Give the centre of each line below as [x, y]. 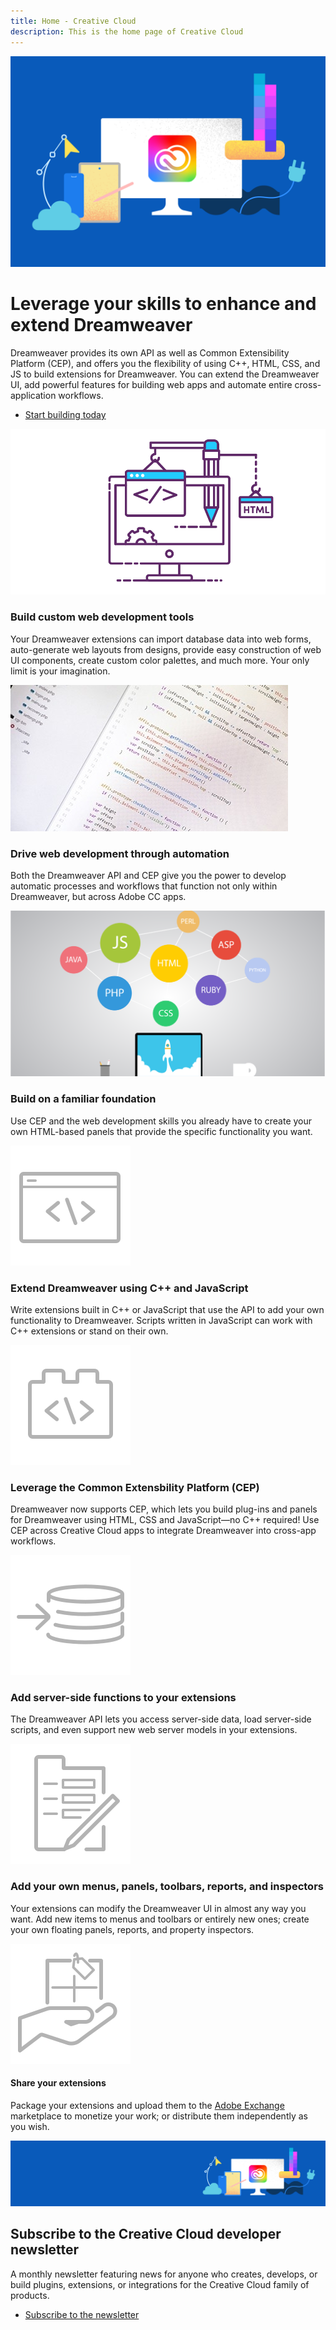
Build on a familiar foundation [83, 1099]
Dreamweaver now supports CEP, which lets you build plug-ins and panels [164, 1509]
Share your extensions [58, 2083]
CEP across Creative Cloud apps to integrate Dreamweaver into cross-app [163, 1531]
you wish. [30, 2126]
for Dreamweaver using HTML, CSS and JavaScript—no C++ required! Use [165, 1520]
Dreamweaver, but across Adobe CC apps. [98, 896]
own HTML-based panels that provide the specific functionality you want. [161, 1131]
